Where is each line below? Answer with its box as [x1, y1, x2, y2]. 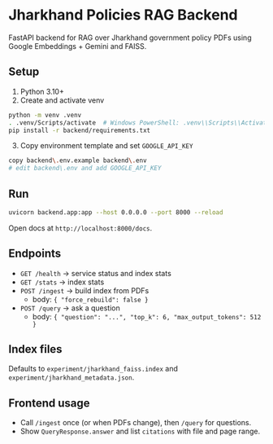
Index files [8, 342, 63, 356]
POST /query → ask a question [19, 303, 120, 313]
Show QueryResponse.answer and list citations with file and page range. [19, 426, 261, 437]
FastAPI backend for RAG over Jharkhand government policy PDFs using [8, 33, 252, 42]
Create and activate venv [19, 95, 105, 105]
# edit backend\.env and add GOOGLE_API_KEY [8, 165, 162, 173]
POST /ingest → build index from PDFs [19, 285, 149, 295]
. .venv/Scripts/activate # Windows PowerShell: [8, 118, 180, 127]
